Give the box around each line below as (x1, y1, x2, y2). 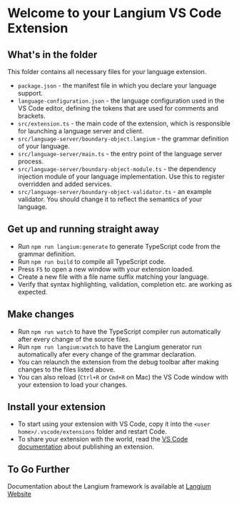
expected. (17, 287, 48, 296)
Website (7, 490, 32, 499)
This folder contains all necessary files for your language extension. (7, 68, 207, 76)
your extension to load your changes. (17, 380, 128, 389)
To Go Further (7, 463, 70, 475)
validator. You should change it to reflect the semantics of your (17, 195, 203, 203)
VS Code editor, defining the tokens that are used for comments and (17, 104, 219, 112)
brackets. (17, 112, 46, 120)
